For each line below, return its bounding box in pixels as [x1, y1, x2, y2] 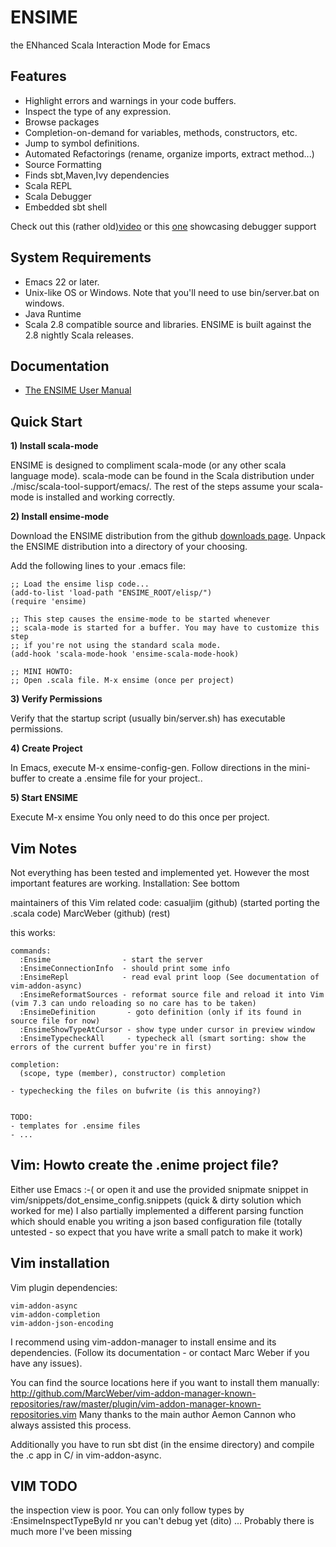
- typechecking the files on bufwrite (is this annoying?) [10, 1086, 262, 1096]
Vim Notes [10, 840, 78, 857]
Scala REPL [24, 179, 73, 191]
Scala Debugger [24, 190, 92, 202]
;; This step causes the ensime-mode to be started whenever [10, 614, 271, 625]
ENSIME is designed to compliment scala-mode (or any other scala [10, 459, 287, 471]
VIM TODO [10, 1478, 78, 1495]
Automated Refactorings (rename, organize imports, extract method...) [24, 147, 315, 160]
